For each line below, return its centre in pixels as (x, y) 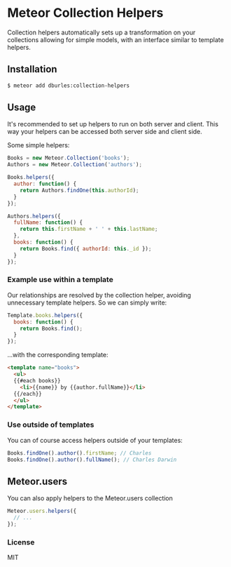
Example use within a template (60, 280)
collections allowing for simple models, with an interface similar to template (115, 39)
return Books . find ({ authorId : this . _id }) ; (86, 248)
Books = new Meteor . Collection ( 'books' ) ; (69, 158)
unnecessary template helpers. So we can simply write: (87, 302)
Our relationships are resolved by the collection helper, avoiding (99, 295)
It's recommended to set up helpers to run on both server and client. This (113, 124)
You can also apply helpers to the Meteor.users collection (90, 498)
